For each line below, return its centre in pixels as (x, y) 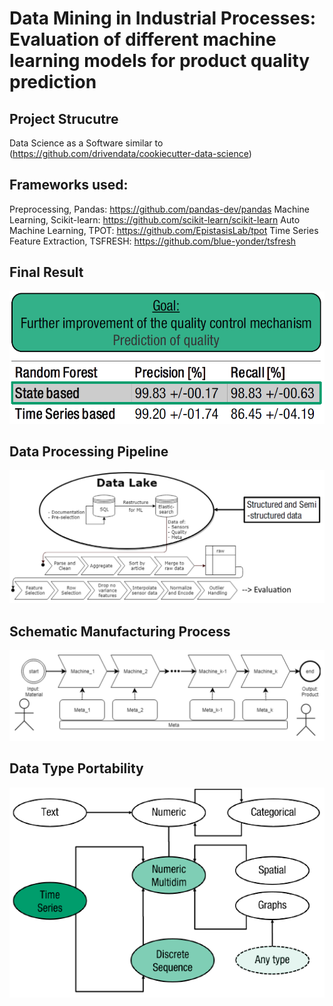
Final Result (46, 272)
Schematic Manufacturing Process (120, 631)
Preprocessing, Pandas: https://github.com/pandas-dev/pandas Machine (160, 209)
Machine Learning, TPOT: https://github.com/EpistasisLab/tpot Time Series (164, 230)
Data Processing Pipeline (89, 451)
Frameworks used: (69, 185)
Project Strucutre (64, 118)
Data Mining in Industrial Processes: (163, 18)
